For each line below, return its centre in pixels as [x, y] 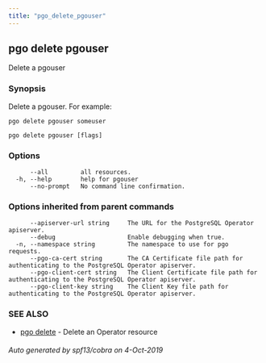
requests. [25, 252]
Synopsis [27, 89]
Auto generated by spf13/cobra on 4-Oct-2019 [86, 350]
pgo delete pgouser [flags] [56, 135]
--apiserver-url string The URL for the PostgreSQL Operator [141, 223]
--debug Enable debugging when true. [127, 238]
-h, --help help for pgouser [77, 179]
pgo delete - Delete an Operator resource [89, 332]
